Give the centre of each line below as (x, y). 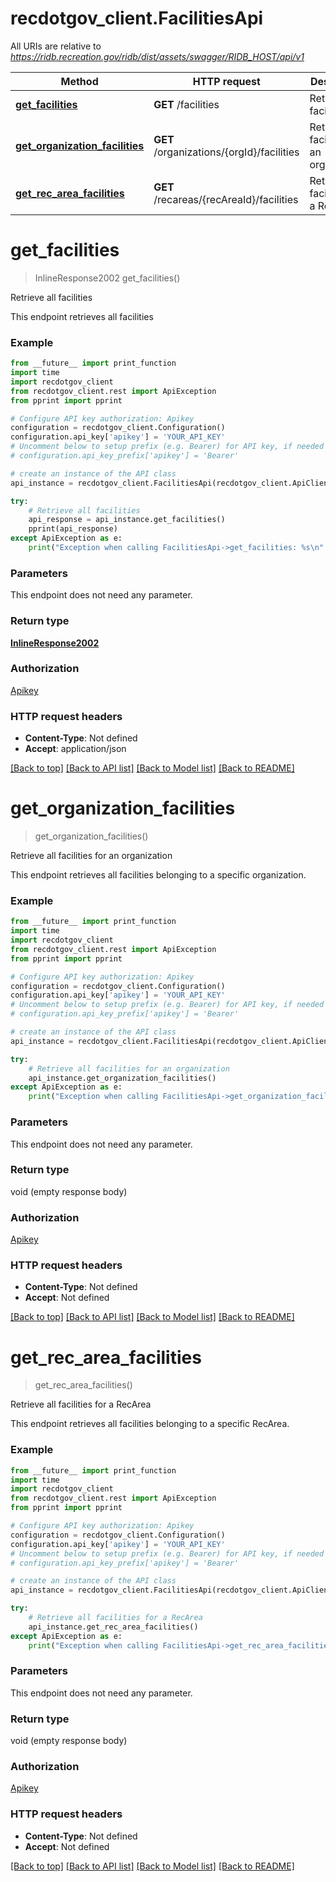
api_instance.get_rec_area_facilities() (113, 1627)
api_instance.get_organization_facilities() (122, 1078)
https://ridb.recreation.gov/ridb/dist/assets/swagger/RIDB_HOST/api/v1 (157, 56)
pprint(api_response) (73, 529)
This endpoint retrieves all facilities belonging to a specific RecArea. (150, 1424)
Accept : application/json (75, 749)
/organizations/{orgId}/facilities (226, 152)
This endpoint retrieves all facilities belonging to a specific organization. (158, 875)
